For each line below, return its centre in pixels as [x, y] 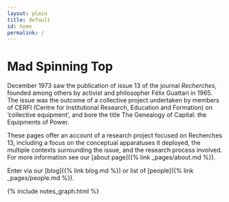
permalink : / [26, 33]
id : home [20, 26]
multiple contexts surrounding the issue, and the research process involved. [115, 150]
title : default [29, 20]
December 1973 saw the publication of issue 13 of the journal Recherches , [112, 86]
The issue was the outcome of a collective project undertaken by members [113, 100]
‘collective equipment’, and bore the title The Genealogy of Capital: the [107, 115]
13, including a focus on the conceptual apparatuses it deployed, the [104, 143]
